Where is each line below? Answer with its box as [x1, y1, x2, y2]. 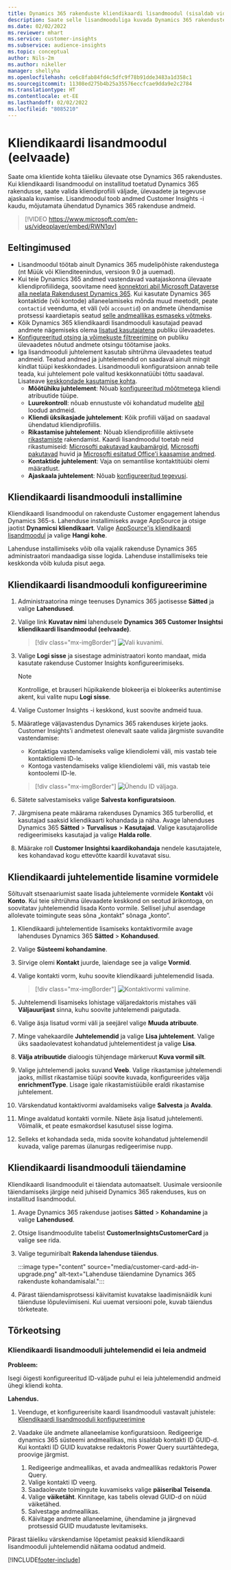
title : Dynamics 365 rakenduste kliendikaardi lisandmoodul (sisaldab [8, 10, 214, 17]
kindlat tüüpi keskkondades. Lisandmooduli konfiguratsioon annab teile [17, 362, 219, 370]
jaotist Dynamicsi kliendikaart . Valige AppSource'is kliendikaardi [8, 524, 191, 532]
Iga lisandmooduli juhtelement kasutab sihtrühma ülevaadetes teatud [17, 348, 212, 356]
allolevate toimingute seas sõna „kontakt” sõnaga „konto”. [8, 911, 171, 919]
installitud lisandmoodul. [8, 1194, 77, 1203]
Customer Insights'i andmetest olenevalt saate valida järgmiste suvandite [17, 727, 224, 735]
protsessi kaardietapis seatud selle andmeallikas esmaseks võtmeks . [17, 311, 212, 319]
